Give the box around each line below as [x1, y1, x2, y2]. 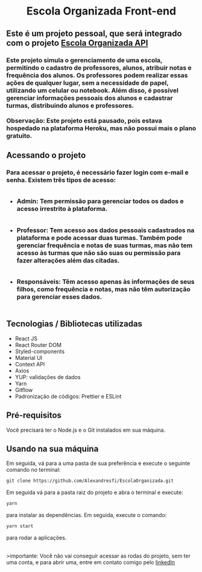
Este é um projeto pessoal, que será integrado [6, 28, 182, 39]
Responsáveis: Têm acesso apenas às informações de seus [16, 277, 195, 285]
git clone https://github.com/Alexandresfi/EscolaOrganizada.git [6, 478, 174, 484]
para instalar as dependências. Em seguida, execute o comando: [6, 512, 167, 519]
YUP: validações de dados [14, 373, 81, 380]
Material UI [14, 354, 43, 361]
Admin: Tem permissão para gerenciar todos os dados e [16, 197, 184, 206]
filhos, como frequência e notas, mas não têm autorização [16, 285, 191, 293]
